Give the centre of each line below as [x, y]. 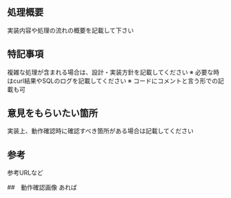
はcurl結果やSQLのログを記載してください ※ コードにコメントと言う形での [113, 81]
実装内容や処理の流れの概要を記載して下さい [71, 30]
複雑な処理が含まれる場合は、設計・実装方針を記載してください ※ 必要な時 [113, 72]
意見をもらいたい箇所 [52, 113]
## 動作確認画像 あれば [42, 188]
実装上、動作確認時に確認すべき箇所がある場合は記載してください [101, 131]
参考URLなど [25, 173]
